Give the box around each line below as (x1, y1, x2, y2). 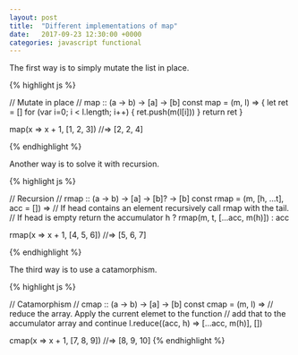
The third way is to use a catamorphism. (9, 265, 158, 275)
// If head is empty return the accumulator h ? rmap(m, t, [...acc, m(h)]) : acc (9, 212, 290, 224)
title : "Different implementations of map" (9, 21, 178, 30)
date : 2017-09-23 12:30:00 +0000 (9, 30, 142, 38)
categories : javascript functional (9, 38, 142, 47)
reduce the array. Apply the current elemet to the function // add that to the (9, 309, 286, 319)
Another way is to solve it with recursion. (9, 158, 159, 170)
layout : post (9, 13, 58, 22)
